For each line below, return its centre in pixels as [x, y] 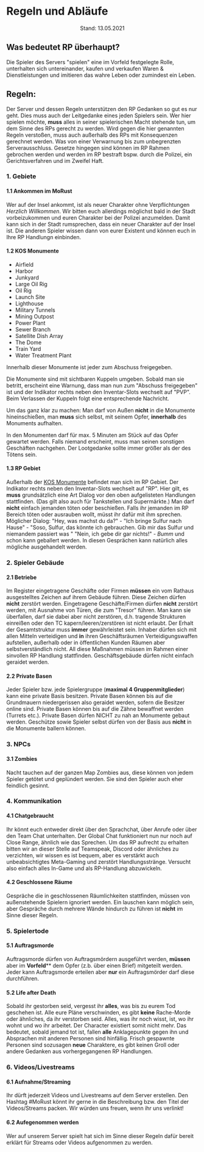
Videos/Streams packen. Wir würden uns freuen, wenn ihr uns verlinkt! [95, 1108]
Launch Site [30, 297]
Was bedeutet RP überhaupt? [63, 47]
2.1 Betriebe [22, 577]
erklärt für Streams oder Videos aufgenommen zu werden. [80, 1142]
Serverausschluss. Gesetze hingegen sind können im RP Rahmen [88, 148]
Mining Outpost [34, 316]
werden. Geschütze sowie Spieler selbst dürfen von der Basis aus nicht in [99, 722]
